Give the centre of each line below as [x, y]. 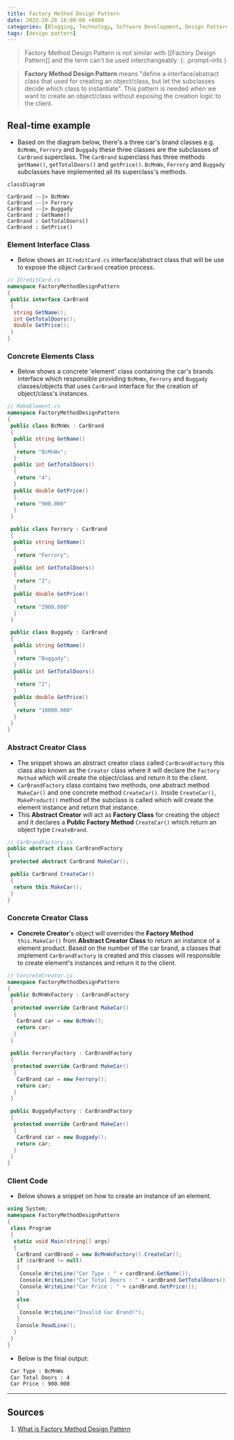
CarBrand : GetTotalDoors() [48, 221]
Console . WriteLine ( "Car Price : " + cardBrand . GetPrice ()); [109, 1287]
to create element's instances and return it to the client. [97, 963]
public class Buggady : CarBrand [59, 633]
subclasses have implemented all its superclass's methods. [102, 172]
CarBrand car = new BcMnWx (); [60, 1021]
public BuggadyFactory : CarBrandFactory [71, 1111]
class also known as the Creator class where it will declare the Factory [118, 770]
